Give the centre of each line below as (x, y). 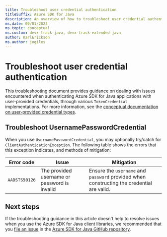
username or (55, 177)
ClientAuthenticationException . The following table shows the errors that (81, 145)
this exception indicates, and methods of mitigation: (58, 150)
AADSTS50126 (22, 180)
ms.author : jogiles (25, 42)
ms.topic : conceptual (28, 28)
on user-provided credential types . (41, 112)
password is (55, 183)
